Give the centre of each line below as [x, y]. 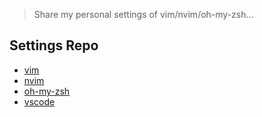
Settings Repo [54, 45]
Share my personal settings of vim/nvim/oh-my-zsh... [143, 14]
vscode [39, 101]
